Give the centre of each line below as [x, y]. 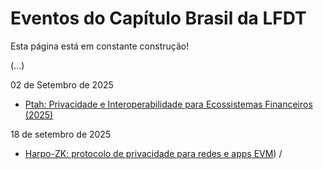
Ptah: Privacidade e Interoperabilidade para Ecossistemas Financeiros [168, 104]
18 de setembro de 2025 [61, 134]
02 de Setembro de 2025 [62, 84]
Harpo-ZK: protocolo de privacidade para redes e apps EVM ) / [153, 153]
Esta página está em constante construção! [100, 46]
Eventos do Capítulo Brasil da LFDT [158, 18]
